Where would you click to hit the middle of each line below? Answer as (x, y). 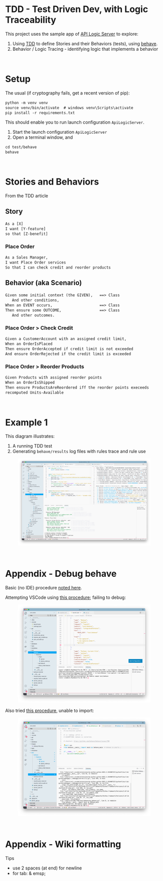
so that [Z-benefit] (27, 234)
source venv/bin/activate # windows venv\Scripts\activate (69, 108)
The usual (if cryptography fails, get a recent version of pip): (67, 93)
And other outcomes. (33, 315)
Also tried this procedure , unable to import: (50, 711)
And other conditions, (35, 300)
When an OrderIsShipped (30, 383)
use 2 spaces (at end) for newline (47, 868)
